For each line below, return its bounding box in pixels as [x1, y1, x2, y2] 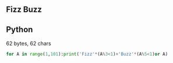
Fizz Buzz [6, 5, 43, 15]
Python [6, 24, 33, 34]
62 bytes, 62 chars [6, 40, 51, 47]
